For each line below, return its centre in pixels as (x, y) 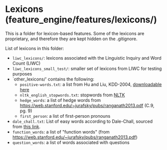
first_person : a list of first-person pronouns (65, 116)
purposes (22, 74)
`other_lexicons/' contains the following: (53, 79)
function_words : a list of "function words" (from (61, 132)
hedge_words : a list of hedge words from (60, 100)
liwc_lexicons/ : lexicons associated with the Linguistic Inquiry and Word (87, 58)
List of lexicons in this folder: (35, 48)
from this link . (26, 126)
